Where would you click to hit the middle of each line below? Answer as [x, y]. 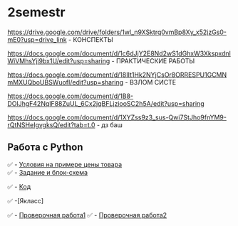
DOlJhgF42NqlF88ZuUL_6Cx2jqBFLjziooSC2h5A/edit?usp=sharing [106, 103]
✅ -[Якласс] [26, 200]
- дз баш [109, 124]
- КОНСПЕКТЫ [91, 39]
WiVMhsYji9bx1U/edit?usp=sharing [59, 60]
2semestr [36, 12]
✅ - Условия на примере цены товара [65, 164]
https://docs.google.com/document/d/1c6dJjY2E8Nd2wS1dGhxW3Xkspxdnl [119, 53]
